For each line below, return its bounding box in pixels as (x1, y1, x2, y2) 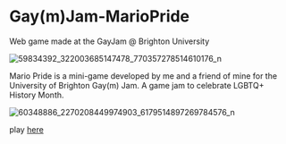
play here (9, 123, 45, 135)
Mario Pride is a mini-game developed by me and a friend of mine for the (9, 70, 278, 81)
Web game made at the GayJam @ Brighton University (9, 36, 210, 47)
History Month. (9, 89, 64, 100)
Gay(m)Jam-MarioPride (9, 6, 190, 27)
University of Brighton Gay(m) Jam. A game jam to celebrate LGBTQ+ (9, 80, 265, 90)
